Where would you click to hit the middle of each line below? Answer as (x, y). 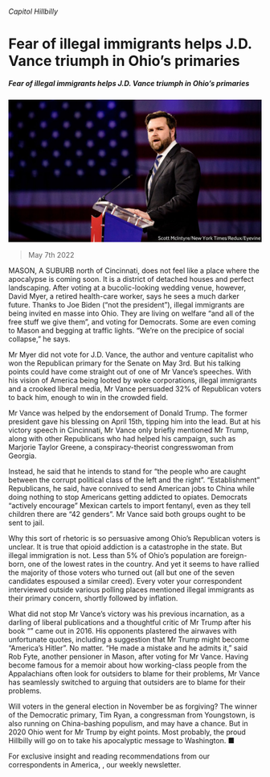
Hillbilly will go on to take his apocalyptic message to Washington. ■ (121, 741)
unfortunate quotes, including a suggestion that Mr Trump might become (129, 639)
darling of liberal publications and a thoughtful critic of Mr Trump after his (130, 622)
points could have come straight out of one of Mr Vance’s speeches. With (130, 372)
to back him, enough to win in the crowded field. (88, 398)
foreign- (233, 556)
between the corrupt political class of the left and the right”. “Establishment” (134, 480)
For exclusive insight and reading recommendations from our (109, 756)
